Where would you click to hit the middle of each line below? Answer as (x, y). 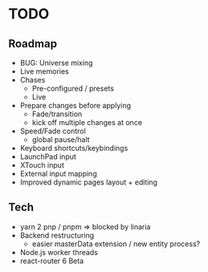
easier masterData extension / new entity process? (116, 244)
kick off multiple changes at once (87, 122)
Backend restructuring (57, 235)
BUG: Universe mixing (56, 63)
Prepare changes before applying (75, 106)
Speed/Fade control (53, 131)
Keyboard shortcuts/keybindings (74, 148)
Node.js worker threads (59, 252)
